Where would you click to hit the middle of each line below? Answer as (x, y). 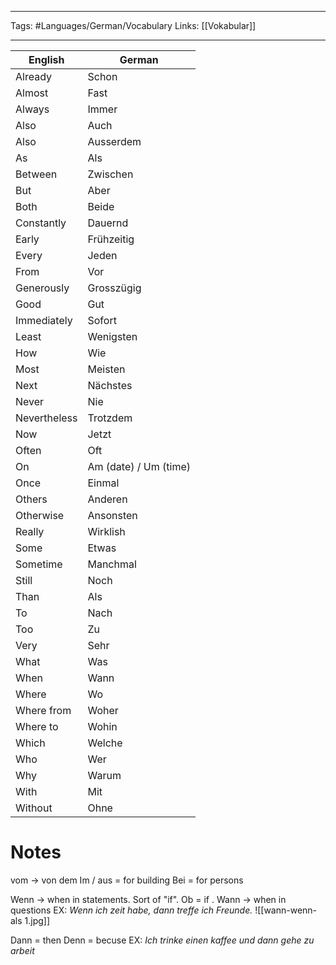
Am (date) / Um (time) (139, 466)
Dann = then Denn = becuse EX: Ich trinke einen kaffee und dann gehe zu (162, 940)
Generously (42, 288)
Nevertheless (46, 418)
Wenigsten (112, 336)
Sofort (102, 320)
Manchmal (112, 564)
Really (30, 531)
